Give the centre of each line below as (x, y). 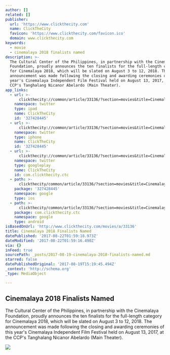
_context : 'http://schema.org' (38, 269)
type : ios (25, 198)
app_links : (17, 90)
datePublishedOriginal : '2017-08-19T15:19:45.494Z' (61, 264)
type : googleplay (33, 165)
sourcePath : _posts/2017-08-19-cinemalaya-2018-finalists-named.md (78, 255)
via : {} (13, 245)
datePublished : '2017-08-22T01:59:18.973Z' (52, 236)
